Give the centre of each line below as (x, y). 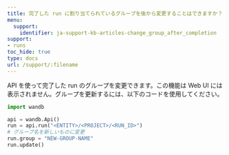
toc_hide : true (29, 52)
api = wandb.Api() (33, 119)
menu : (15, 20)
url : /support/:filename (43, 65)
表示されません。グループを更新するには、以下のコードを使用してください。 (115, 94)
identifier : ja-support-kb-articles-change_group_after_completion (118, 33)
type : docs (23, 59)
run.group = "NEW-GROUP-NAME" (51, 138)
